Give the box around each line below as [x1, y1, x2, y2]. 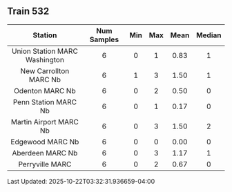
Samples [89, 35, 119, 44]
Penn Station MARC [12, 97, 77, 106]
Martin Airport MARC [10, 117, 79, 126]
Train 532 [7, 6, 50, 17]
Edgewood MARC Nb [10, 137, 79, 146]
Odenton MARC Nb [13, 86, 76, 95]
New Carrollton [20, 66, 70, 75]
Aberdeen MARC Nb [12, 148, 78, 157]
